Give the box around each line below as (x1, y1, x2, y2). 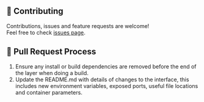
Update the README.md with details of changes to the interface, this (15, 76, 189, 83)
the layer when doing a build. (15, 69, 89, 76)
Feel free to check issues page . (6, 29, 86, 36)
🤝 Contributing (6, 6, 64, 16)
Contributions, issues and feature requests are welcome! (6, 22, 149, 29)
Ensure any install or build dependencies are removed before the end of (15, 62, 197, 70)
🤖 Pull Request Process (6, 46, 96, 57)
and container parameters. (15, 89, 83, 96)
